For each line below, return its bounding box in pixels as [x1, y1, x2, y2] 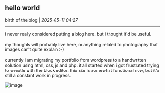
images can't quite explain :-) [5, 46, 64, 52]
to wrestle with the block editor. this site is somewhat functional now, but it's [5, 67, 160, 73]
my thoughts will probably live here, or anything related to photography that [5, 41, 158, 47]
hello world [5, 4, 40, 12]
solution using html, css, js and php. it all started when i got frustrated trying [5, 62, 159, 68]
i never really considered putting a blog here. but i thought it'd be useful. [5, 31, 152, 37]
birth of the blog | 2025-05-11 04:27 [5, 17, 78, 23]
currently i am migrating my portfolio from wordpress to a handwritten [5, 57, 146, 63]
